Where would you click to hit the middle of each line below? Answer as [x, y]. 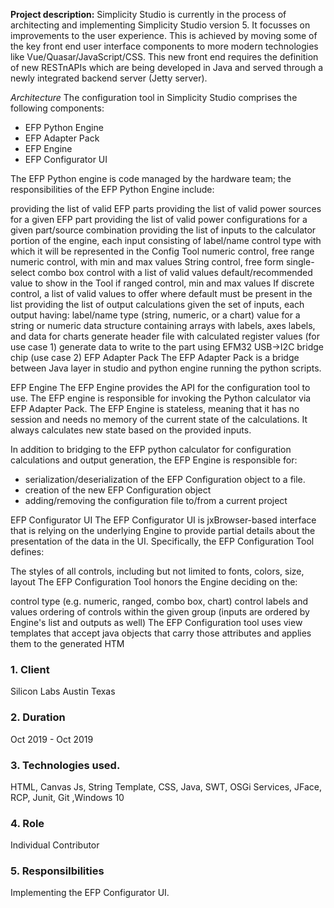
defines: [27, 552]
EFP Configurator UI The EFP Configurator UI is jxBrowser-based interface [163, 520]
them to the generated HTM [67, 643]
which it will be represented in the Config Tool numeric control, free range [162, 251]
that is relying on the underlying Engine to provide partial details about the [163, 530]
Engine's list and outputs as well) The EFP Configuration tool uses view [156, 622]
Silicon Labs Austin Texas [63, 691]
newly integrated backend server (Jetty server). [109, 78]
